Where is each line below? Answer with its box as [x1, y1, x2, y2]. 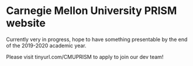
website [6, 16, 46, 30]
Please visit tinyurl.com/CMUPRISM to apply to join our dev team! [6, 53, 164, 60]
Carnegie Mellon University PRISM [6, 4, 177, 18]
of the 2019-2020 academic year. [6, 42, 87, 49]
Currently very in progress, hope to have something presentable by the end [6, 36, 188, 43]
